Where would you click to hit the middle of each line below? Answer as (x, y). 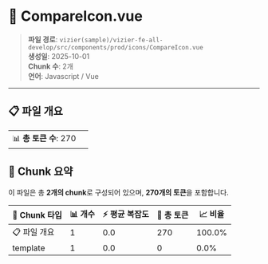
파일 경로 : (43, 39)
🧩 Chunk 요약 (41, 172)
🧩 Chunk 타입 (37, 215)
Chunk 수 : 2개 (51, 66)
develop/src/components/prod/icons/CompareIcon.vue (115, 47)
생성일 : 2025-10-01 (59, 56)
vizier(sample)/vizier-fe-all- (111, 40)
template (29, 248)
